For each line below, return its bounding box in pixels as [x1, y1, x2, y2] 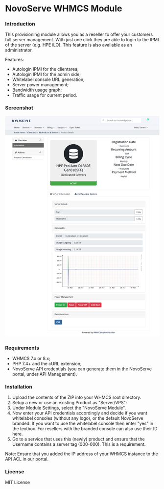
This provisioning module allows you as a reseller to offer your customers [5, 31, 153, 37]
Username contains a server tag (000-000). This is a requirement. [12, 441, 146, 447]
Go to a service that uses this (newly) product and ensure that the [12, 436, 145, 442]
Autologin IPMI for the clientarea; [12, 66, 79, 72]
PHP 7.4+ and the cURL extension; [12, 360, 82, 366]
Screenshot [5, 104, 33, 111]
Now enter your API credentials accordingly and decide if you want [12, 410, 148, 416]
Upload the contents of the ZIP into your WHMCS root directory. [12, 394, 141, 400]
